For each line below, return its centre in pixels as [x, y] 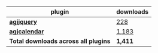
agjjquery [23, 22]
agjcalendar [27, 31]
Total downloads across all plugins [60, 41]
